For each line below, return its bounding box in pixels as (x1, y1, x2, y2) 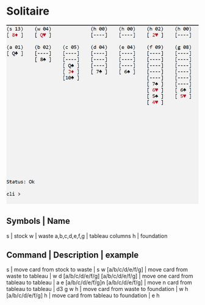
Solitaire (6, 4, 50, 18)
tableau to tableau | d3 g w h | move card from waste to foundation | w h (6, 285, 189, 293)
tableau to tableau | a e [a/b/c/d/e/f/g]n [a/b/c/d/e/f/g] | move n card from (6, 279, 192, 286)
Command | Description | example (6, 250, 139, 260)
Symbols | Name (6, 216, 70, 226)
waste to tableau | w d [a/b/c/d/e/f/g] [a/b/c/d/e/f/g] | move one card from (6, 273, 193, 280)
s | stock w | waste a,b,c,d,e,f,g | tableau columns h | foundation (6, 232, 168, 239)
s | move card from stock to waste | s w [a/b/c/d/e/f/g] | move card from (6, 266, 188, 273)
